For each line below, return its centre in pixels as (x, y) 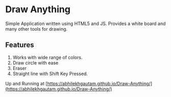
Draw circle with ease (35, 63)
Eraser (20, 68)
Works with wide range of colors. (47, 57)
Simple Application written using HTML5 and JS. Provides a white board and (86, 23)
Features (20, 45)
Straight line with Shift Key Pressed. (50, 74)
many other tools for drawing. (36, 29)
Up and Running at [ (26, 83)
